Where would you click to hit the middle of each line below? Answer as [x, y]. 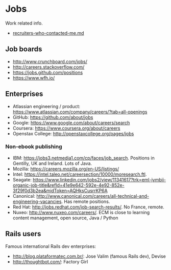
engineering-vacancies [37, 201]
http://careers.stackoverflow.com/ [48, 67]
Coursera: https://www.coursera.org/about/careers [66, 128]
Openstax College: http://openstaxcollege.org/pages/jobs [73, 133]
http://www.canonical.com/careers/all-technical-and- [93, 196]
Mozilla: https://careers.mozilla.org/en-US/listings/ [66, 169]
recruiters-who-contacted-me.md [48, 33]
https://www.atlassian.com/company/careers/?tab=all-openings [80, 112]
